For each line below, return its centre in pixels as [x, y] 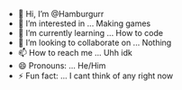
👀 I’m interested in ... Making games [84, 23]
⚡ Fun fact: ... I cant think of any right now [96, 76]
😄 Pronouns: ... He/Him [62, 66]
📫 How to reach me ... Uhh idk [75, 53]
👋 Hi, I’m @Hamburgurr [61, 14]
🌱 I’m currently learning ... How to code [91, 33]
